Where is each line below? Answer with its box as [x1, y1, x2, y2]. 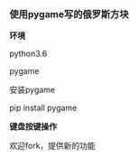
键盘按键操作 [9, 121, 57, 132]
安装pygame [9, 84, 56, 96]
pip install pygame [9, 102, 78, 114]
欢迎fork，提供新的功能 [9, 140, 97, 151]
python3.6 [9, 48, 48, 60]
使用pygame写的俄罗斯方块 [9, 7, 129, 20]
